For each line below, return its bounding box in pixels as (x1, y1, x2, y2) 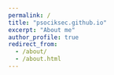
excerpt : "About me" (8, 26, 76, 34)
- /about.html (15, 55, 61, 63)
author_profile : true (8, 33, 79, 41)
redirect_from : (8, 41, 58, 48)
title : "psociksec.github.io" (8, 19, 108, 27)
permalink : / (8, 11, 51, 20)
